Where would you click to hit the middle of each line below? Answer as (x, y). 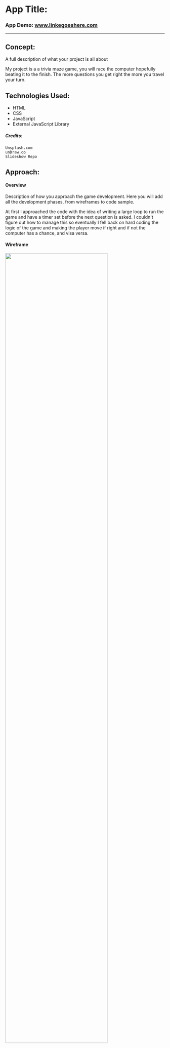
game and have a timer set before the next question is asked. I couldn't (79, 217)
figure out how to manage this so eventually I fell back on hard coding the (82, 222)
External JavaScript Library (41, 124)
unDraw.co (16, 152)
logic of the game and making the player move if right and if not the (75, 228)
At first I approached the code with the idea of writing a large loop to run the (84, 212)
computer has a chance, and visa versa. (47, 233)
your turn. (16, 80)
